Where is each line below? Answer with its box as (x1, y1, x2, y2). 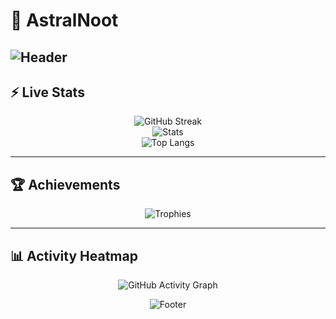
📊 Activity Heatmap (10, 247, 138, 264)
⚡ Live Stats (10, 84, 85, 101)
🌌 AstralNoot (10, 9, 119, 32)
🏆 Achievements (10, 176, 121, 193)
